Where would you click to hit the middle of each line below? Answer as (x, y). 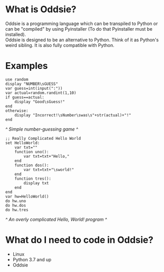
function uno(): (32, 152)
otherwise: (17, 111)
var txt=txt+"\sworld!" (49, 169)
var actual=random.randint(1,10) (41, 93)
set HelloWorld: (22, 143)
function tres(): (33, 179)
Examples (27, 66)
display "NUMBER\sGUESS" (32, 84)
